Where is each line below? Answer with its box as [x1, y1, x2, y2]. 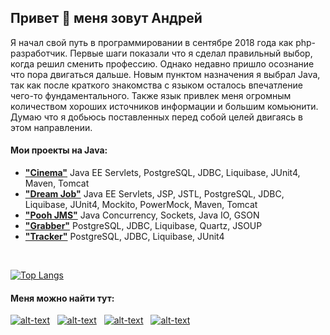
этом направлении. [10, 121, 93, 133]
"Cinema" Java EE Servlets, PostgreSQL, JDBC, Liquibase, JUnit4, [24, 167, 301, 179]
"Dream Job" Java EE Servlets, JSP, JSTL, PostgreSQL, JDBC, [24, 188, 285, 200]
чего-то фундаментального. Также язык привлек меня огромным [10, 89, 292, 101]
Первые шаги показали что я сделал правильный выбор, [69, 47, 313, 59]
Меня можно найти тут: [10, 292, 115, 304]
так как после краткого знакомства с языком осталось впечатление [10, 79, 303, 91]
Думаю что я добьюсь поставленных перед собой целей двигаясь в [10, 111, 303, 123]
